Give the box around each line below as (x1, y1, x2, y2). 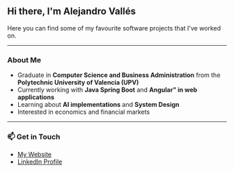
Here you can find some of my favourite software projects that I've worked (7, 24, 221, 32)
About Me (7, 55, 42, 64)
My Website (17, 150, 52, 159)
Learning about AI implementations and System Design (17, 101, 180, 109)
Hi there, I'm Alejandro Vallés (7, 6, 136, 17)
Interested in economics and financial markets (17, 108, 150, 117)
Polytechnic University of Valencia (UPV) (17, 78, 139, 87)
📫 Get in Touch (7, 132, 61, 141)
